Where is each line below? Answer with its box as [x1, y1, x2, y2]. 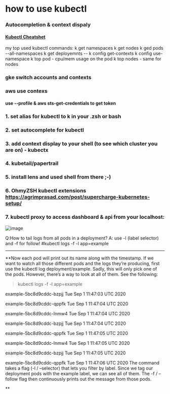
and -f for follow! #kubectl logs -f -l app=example [5, 240, 109, 246]
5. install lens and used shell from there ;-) [5, 174, 111, 181]
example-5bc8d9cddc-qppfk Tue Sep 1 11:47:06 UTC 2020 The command [5, 359, 160, 366]
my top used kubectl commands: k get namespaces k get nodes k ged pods [5, 45, 163, 51]
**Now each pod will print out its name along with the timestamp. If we [5, 255, 154, 261]
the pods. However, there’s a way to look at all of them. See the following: [5, 271, 158, 277]
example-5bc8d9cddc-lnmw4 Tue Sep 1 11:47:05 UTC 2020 [5, 340, 130, 346]
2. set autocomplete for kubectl [5, 126, 84, 134]
